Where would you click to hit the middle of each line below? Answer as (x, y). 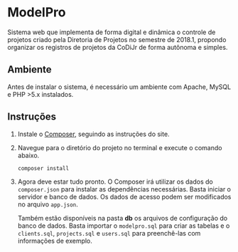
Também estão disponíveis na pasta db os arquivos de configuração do (123, 219)
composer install (43, 168)
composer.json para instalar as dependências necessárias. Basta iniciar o (124, 189)
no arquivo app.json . (48, 204)
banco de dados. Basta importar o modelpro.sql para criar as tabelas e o (124, 226)
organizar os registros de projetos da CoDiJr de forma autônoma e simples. (118, 47)
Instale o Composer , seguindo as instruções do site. (93, 134)
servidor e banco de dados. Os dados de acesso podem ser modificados (124, 197)
